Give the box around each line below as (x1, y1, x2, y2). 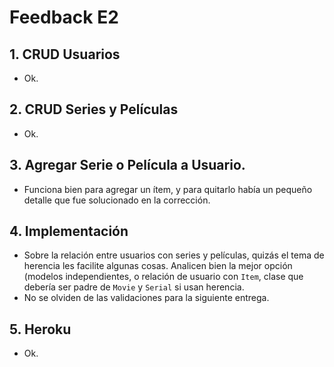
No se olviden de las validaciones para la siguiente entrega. (23, 292, 270, 304)
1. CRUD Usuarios (9, 46, 121, 63)
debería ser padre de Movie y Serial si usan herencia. (23, 281, 245, 293)
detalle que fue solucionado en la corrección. (23, 194, 211, 206)
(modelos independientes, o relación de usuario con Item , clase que (23, 271, 304, 283)
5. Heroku (9, 321, 72, 338)
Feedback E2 (9, 6, 119, 29)
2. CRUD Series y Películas (9, 101, 179, 118)
